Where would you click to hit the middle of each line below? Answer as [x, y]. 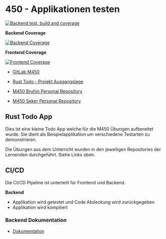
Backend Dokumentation [36, 220]
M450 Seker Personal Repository [47, 101]
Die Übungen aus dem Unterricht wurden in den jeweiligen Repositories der [83, 149]
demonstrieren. [21, 140]
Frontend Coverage [26, 52]
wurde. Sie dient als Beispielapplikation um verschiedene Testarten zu [78, 134]
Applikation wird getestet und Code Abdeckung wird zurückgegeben [83, 202]
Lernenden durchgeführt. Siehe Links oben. [50, 155]
